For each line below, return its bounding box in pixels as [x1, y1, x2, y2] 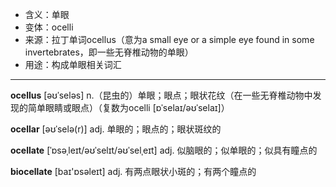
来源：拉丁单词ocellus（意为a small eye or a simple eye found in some [24, 34, 315, 45]
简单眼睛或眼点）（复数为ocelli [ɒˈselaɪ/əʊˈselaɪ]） [27, 102, 230, 113]
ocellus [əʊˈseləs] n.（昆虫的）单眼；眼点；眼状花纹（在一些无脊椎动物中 [10, 89, 313, 101]
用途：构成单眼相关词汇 [24, 59, 122, 70]
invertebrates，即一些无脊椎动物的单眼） [24, 46, 194, 58]
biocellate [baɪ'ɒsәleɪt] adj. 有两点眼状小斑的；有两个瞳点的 [10, 166, 257, 177]
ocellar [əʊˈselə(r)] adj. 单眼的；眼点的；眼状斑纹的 [10, 123, 222, 135]
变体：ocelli [24, 21, 74, 33]
